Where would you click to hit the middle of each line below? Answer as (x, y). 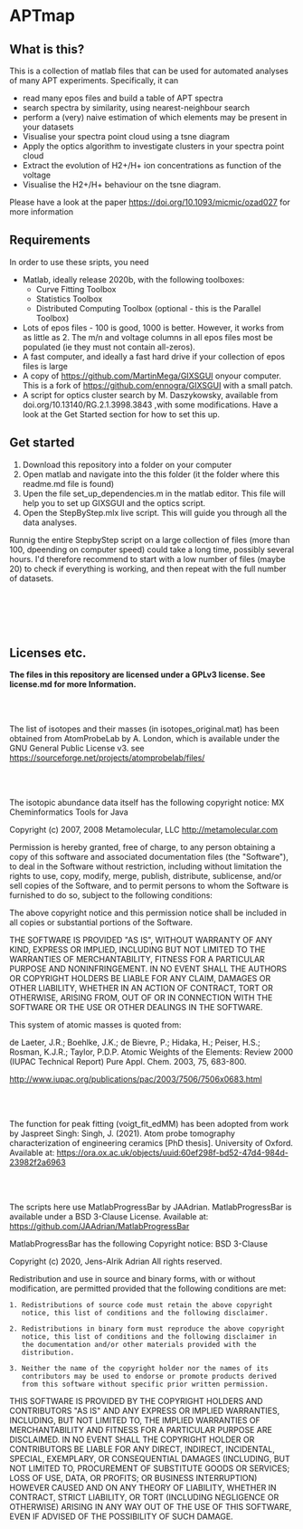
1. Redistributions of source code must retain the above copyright (141, 1305)
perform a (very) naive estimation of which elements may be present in (155, 117)
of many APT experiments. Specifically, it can (94, 81)
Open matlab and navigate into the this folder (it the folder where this (151, 474)
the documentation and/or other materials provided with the (139, 1345)
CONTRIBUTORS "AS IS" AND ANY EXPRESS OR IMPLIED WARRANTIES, (145, 1411)
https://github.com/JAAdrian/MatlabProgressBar (99, 1227)
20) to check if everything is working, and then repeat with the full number (148, 569)
